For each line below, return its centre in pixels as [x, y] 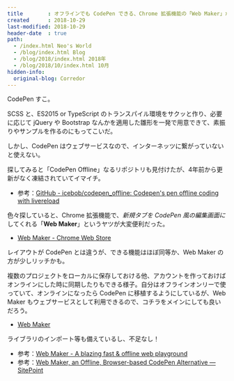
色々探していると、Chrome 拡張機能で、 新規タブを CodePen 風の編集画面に [117, 215]
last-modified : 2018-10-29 [46, 26]
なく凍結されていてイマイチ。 [62, 178]
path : [15, 40]
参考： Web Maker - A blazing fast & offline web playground [102, 354]
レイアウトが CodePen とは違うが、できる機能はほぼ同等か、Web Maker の [116, 252]
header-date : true [37, 33]
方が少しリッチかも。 [38, 261]
